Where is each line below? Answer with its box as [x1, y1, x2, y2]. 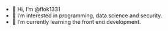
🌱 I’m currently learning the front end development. [12, 18, 142, 25]
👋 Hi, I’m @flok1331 [12, 6, 60, 13]
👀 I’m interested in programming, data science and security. [12, 12, 163, 19]
